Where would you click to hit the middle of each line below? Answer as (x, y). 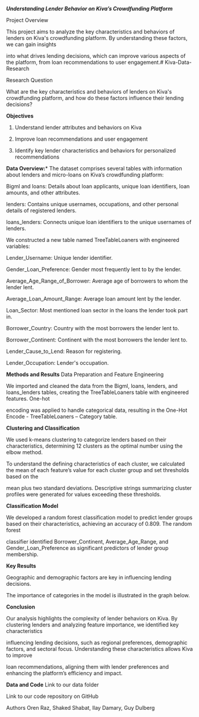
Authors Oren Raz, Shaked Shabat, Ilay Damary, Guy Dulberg (80, 708)
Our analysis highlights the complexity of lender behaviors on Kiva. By (92, 618)
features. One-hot (28, 398)
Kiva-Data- (178, 62)
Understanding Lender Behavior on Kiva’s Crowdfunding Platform (89, 9)
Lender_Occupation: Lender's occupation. (58, 363)
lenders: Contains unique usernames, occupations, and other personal (92, 204)
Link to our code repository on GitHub (53, 696)
